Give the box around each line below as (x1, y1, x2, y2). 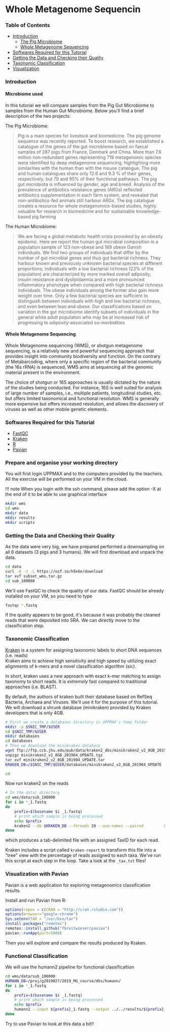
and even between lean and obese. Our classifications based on (17, 303, 152, 309)
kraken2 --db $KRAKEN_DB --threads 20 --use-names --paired (14, 823, 144, 828)
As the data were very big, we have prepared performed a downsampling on (5, 544, 164, 550)
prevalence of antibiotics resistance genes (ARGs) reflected (17, 186, 143, 192)
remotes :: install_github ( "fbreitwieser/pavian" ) (5, 926, 110, 931)
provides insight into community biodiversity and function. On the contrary (5, 353, 161, 359)
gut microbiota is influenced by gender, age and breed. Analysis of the (17, 181, 165, 187)
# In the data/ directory (5, 790, 60, 795)
